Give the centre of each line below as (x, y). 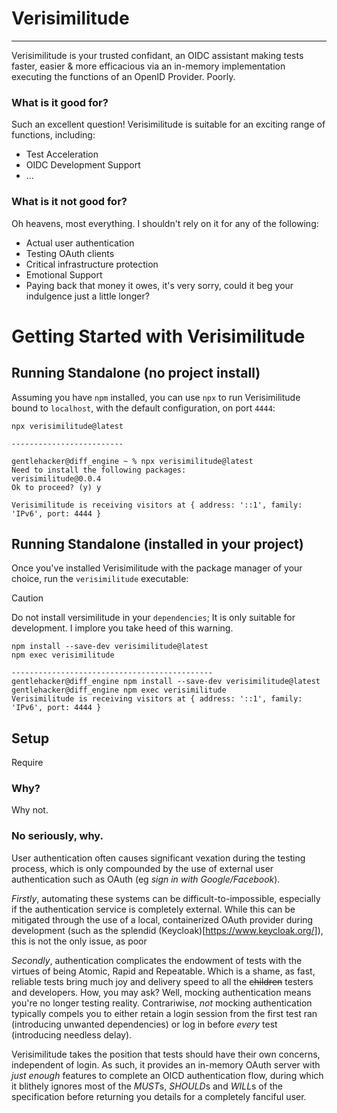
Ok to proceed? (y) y (56, 487)
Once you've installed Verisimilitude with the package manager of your (157, 568)
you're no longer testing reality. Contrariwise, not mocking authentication (162, 1003)
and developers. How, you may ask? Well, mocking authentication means (161, 992)
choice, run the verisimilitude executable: (100, 579)
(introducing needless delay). (72, 1034)
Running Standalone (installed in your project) (157, 543)
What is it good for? (60, 102)
